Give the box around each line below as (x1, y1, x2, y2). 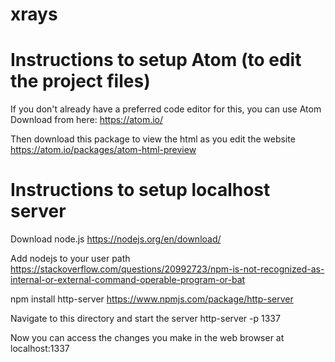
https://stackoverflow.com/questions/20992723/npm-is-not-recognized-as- (10, 263, 325, 275)
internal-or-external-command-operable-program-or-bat (10, 274, 246, 286)
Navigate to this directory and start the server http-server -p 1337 (10, 313, 281, 325)
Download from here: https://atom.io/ (10, 114, 164, 126)
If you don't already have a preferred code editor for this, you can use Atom (10, 103, 322, 115)
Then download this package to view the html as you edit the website (10, 133, 296, 145)
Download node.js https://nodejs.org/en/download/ (10, 233, 222, 245)
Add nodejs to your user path (10, 253, 131, 265)
